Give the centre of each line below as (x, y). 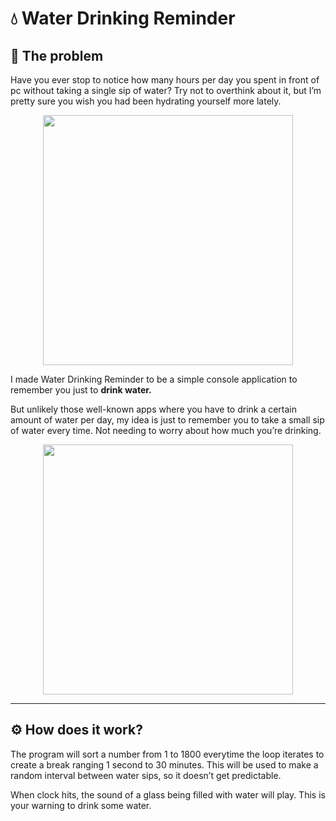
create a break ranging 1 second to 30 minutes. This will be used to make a (164, 764)
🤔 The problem (57, 55)
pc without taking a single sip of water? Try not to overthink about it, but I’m (166, 90)
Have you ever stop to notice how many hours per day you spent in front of (165, 80)
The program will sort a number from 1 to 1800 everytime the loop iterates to (167, 754)
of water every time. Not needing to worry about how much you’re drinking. (166, 430)
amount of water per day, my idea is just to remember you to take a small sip (167, 420)
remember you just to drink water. (81, 390)
